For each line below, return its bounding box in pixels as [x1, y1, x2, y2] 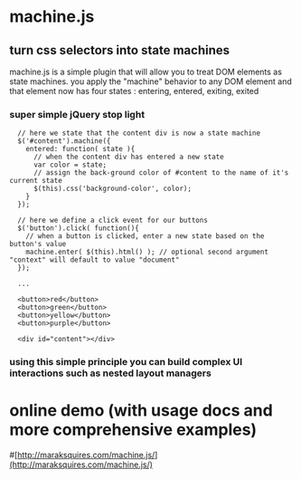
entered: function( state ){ [25, 145, 136, 154]
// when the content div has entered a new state [33, 152, 224, 162]
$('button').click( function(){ [17, 224, 140, 233]
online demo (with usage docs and [9, 400, 273, 421]
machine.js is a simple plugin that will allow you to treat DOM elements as [9, 66, 283, 77]
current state [9, 177, 63, 186]
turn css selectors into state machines [9, 43, 230, 58]
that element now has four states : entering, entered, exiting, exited [9, 86, 259, 96]
